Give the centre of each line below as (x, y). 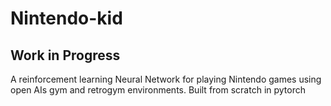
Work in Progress (65, 55)
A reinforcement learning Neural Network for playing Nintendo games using (166, 79)
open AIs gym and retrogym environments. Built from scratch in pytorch (158, 90)
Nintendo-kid (66, 18)
